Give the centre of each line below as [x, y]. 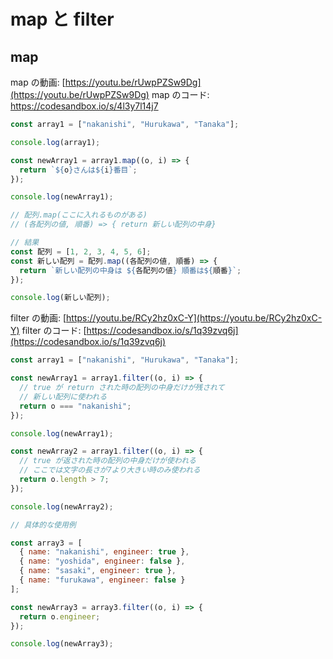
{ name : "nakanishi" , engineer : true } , [104, 552]
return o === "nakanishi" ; [75, 406]
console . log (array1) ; [55, 142]
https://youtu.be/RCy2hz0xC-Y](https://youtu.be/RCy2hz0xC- [194, 318]
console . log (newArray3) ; [62, 644]
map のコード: [180, 94]
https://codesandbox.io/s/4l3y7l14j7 [84, 106]
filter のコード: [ [54, 331]
